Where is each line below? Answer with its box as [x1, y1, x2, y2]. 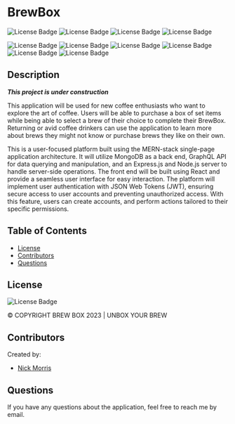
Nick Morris [17, 364, 52, 373]
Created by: [7, 350, 41, 359]
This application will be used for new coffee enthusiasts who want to [7, 101, 206, 110]
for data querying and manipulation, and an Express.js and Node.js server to [7, 160, 227, 168]
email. [7, 411, 25, 418]
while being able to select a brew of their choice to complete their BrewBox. [7, 116, 227, 124]
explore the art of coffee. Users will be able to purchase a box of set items [7, 108, 222, 117]
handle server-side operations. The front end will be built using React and [7, 167, 220, 176]
